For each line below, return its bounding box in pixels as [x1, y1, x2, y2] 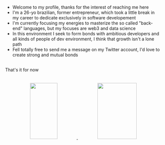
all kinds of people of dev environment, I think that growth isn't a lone [12, 36, 155, 42]
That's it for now [5, 67, 39, 73]
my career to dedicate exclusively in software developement [12, 15, 136, 20]
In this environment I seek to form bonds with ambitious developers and [12, 31, 160, 36]
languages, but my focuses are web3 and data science [23, 25, 136, 31]
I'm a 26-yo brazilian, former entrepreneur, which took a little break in [12, 9, 155, 15]
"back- [139, 20, 153, 26]
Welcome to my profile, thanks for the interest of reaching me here [12, 4, 149, 10]
